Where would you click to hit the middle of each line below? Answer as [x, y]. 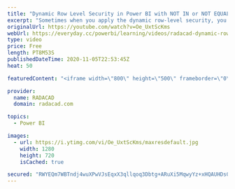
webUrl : [19, 33]
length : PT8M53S [31, 53]
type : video [24, 40]
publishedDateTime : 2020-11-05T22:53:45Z [69, 59]
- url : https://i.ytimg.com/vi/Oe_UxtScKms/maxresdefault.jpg [106, 142]
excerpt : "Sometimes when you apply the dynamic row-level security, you [117, 20]
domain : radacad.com [43, 104]
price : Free [24, 46]
